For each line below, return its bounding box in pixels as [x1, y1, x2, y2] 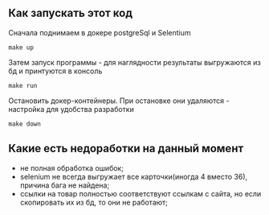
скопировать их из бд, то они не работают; [19, 197, 169, 207]
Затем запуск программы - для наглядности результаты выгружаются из [8, 57, 261, 67]
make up [8, 43, 35, 52]
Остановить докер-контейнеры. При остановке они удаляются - [8, 96, 230, 105]
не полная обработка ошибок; [19, 163, 124, 172]
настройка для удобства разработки [8, 104, 134, 114]
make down [8, 120, 42, 128]
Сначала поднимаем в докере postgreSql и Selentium [8, 27, 191, 37]
